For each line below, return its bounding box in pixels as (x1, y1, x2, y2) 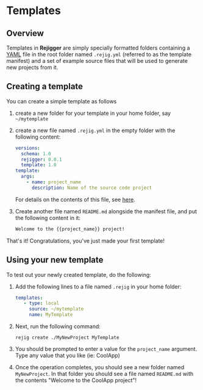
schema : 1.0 (21, 150, 51, 156)
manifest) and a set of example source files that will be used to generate (6, 57, 188, 64)
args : (21, 174, 35, 180)
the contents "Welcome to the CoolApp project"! (15, 377, 137, 384)
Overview (6, 28, 45, 39)
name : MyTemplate (29, 312, 73, 318)
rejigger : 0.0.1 (21, 156, 62, 163)
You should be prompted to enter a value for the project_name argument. (15, 345, 198, 352)
